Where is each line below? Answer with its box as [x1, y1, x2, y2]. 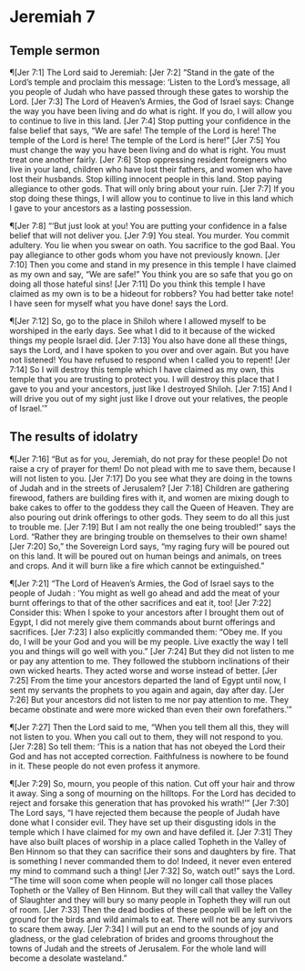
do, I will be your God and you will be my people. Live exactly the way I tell [9, 636, 289, 647]
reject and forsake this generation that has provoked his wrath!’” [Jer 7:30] [9, 797, 290, 809]
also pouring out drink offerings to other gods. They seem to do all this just [9, 511, 290, 522]
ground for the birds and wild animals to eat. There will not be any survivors [9, 914, 293, 924]
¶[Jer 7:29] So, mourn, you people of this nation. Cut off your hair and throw [9, 778, 296, 788]
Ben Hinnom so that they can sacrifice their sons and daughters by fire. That [9, 846, 296, 857]
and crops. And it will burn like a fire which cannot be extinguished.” [9, 559, 265, 571]
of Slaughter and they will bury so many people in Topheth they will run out [9, 894, 291, 905]
